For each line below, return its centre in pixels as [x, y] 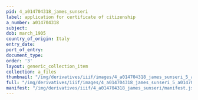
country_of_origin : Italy [38, 39]
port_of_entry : [25, 50]
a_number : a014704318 [33, 22]
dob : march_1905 [26, 34]
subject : [17, 28]
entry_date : [21, 45]
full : [13, 83]
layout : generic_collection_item [47, 66]
